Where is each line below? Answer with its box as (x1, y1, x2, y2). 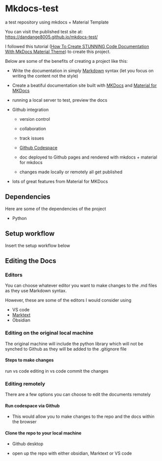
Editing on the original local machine (5, 329, 94, 336)
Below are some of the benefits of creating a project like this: (5, 58, 128, 64)
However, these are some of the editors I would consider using (5, 298, 132, 303)
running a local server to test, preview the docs (12, 97, 108, 103)
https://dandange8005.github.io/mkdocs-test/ (5, 34, 98, 40)
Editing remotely (5, 380, 46, 387)
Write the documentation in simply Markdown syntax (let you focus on (12, 67, 154, 74)
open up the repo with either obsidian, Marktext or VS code (12, 450, 132, 457)
